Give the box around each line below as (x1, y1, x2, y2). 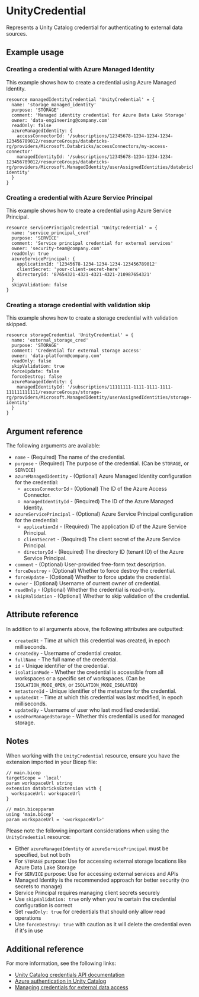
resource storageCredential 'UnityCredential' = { (6, 332, 134, 338)
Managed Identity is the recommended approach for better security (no (14, 876, 190, 884)
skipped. (6, 321, 28, 328)
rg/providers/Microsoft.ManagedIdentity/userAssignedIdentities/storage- (6, 395, 192, 400)
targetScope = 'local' (6, 775, 62, 781)
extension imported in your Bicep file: (6, 758, 98, 765)
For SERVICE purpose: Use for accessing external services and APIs (14, 870, 179, 877)
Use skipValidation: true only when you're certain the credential (14, 895, 176, 903)
